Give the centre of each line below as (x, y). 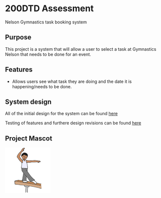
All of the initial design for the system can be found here (61, 114)
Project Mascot (29, 138)
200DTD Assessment (50, 9)
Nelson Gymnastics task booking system (46, 22)
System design (28, 102)
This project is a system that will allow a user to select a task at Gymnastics (81, 49)
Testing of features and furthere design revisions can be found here (73, 123)
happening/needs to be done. (42, 86)
